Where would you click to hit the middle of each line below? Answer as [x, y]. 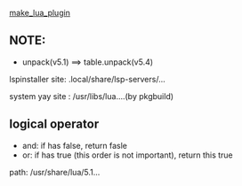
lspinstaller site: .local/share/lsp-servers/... [88, 79]
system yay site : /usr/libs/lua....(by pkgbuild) [92, 96]
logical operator [54, 124]
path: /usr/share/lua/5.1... [55, 172]
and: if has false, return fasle [74, 145]
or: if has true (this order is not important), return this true [127, 155]
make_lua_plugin [40, 13]
